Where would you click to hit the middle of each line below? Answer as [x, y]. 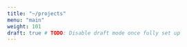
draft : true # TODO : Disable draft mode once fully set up [94, 33]
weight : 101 [24, 26]
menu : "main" [26, 20]
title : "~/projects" [37, 13]
